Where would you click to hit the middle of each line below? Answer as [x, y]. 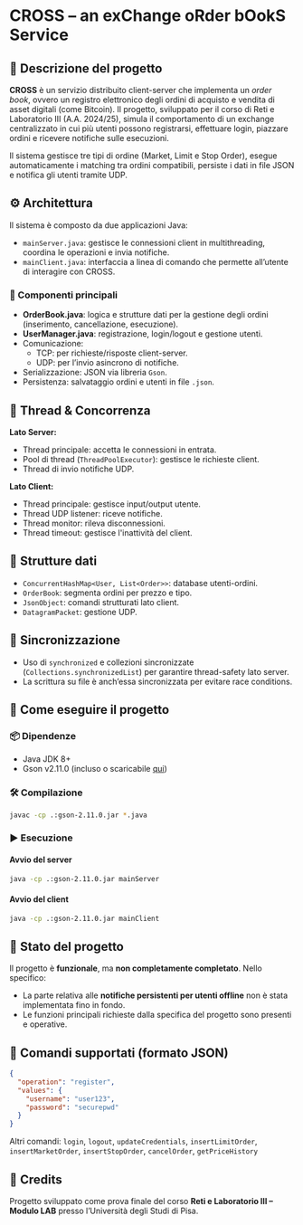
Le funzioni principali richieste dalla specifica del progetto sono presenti [157, 1015]
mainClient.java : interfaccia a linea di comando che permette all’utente [156, 261]
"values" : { [40, 1090]
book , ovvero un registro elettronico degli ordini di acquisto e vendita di [142, 100]
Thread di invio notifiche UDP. [78, 469]
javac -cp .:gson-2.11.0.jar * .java [78, 815]
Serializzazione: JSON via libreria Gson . [95, 373]
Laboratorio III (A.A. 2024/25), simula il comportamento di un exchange [142, 119]
